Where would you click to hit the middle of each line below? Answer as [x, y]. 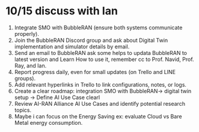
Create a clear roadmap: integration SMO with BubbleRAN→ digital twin [103, 91]
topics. [23, 110]
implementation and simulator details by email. [72, 47]
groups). [25, 78]
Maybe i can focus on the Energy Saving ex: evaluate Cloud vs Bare [98, 116]
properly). [27, 33]
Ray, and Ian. [30, 65]
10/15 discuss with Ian [62, 11]
